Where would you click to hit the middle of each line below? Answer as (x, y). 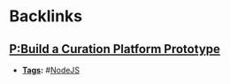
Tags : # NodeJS (51, 70)
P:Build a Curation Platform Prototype (115, 49)
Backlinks (46, 16)
